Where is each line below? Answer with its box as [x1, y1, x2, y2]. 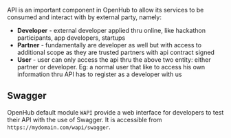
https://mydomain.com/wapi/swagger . [7, 123, 111, 131]
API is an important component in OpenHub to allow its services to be [7, 6, 204, 14]
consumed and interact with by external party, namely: [7, 13, 162, 21]
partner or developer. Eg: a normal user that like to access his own [16, 63, 206, 71]
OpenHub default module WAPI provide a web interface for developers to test [7, 108, 224, 116]
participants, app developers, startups [16, 34, 126, 42]
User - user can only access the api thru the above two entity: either [16, 56, 211, 64]
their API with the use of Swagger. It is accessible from [7, 115, 163, 124]
